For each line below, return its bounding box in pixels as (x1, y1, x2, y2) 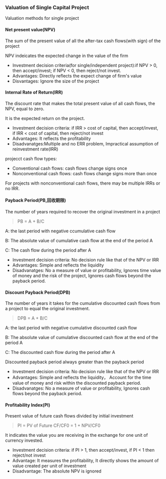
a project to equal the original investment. (5, 306, 90, 312)
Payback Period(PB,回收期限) (5, 198, 66, 204)
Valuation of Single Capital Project (5, 4, 89, 11)
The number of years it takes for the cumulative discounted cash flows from (5, 300, 160, 306)
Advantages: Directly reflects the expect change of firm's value (12, 72, 142, 78)
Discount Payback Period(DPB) (5, 289, 70, 295)
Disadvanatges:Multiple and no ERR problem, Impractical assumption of (12, 140, 159, 146)
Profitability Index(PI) (5, 402, 51, 408)
